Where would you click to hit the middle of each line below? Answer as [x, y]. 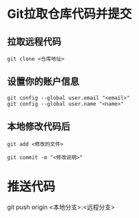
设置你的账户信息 [43, 82]
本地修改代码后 [39, 126]
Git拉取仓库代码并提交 [69, 14]
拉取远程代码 [34, 41]
